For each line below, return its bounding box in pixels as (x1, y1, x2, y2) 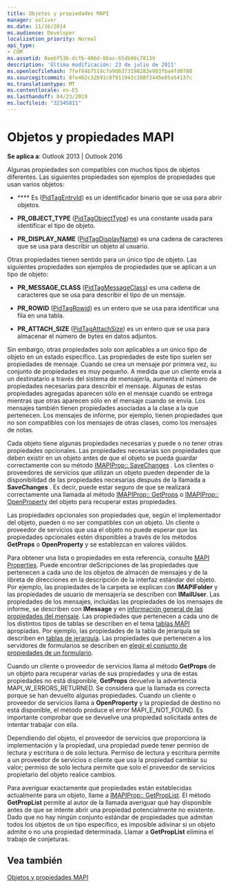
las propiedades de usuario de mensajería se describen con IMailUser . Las (7, 590, 220, 598)
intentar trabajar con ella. (7, 720, 79, 728)
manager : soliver (7, 17, 57, 23)
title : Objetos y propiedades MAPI (7, 10, 109, 17)
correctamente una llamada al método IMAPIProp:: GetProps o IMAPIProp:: (7, 490, 219, 498)
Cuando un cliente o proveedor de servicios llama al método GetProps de (7, 662, 216, 670)
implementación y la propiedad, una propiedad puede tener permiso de (7, 741, 209, 749)
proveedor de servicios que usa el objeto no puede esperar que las (7, 525, 198, 533)
